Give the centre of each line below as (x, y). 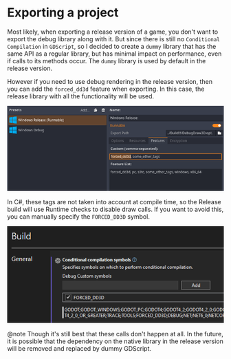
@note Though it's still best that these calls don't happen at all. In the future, (115, 334)
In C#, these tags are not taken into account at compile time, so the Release (114, 202)
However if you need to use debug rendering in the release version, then (110, 81)
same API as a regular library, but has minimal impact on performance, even (114, 54)
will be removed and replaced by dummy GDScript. (79, 348)
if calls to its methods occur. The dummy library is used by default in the (107, 61)
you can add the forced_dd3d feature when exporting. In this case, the (106, 89)
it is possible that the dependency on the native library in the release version (115, 341)
